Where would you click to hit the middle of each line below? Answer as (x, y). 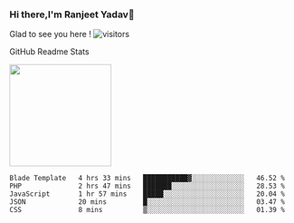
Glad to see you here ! (51, 34)
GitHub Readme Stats (49, 52)
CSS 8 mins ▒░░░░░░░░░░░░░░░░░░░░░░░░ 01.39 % (147, 210)
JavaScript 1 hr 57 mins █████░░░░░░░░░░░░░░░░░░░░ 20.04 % (147, 194)
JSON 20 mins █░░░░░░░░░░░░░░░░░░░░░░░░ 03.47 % (147, 202)
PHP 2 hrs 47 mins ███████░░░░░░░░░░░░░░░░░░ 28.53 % (147, 186)
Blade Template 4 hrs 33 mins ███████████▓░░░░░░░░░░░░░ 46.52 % (147, 179)
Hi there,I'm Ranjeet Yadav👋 (72, 15)
